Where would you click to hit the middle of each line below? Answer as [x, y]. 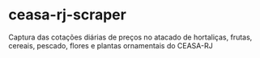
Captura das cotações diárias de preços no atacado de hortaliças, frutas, [130, 37]
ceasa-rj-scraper [68, 15]
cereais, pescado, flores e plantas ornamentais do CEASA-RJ [111, 45]
